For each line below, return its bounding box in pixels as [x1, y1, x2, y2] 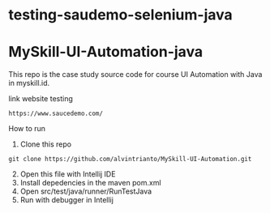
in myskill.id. [8, 79, 50, 88]
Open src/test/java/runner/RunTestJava [19, 186, 152, 196]
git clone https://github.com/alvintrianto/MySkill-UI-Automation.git [8, 155, 252, 164]
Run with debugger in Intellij [19, 195, 114, 205]
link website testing [8, 94, 73, 104]
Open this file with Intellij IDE [19, 169, 116, 179]
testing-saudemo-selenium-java [8, 6, 233, 24]
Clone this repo [19, 139, 71, 149]
